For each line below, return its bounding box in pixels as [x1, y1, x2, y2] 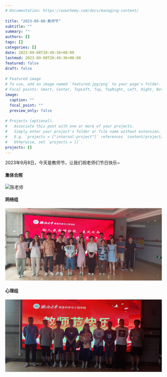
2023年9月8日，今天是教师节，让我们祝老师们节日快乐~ [5, 160, 120, 166]
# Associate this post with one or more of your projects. [5, 124, 135, 129]
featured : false [5, 60, 39, 66]
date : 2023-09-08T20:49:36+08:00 [5, 50, 75, 55]
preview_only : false [9, 108, 52, 113]
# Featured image [5, 76, 41, 82]
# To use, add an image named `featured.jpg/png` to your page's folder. [5, 82, 162, 87]
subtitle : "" [5, 24, 32, 29]
